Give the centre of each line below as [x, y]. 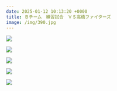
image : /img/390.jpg [31, 22]
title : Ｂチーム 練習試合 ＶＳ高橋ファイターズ [58, 17]
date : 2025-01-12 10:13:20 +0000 [47, 11]
